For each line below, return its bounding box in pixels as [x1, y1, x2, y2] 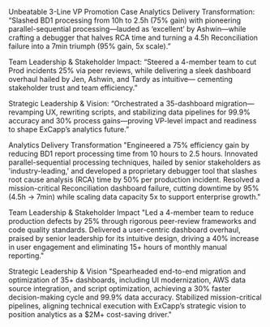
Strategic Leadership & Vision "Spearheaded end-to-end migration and [8, 267, 246, 276]
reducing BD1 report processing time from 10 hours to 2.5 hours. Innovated [8, 149, 258, 158]
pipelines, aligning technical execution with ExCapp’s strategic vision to [8, 301, 246, 311]
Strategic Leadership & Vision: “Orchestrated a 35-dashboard [8, 99, 214, 108]
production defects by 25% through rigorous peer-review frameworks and [8, 217, 257, 226]
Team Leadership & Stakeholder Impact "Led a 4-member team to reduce [8, 208, 254, 217]
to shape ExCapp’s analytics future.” [8, 125, 130, 134]
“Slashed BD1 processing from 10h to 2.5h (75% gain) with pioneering [8, 15, 242, 25]
